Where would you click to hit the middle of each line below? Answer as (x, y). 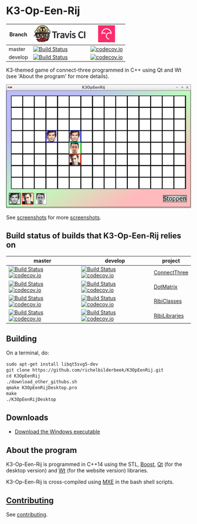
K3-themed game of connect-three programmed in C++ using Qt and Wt (94, 70)
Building (21, 339)
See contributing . (27, 514)
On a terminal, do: (28, 353)
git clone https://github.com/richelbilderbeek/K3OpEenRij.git (85, 370)
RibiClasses (168, 301)
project (171, 261)
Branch (18, 35)
